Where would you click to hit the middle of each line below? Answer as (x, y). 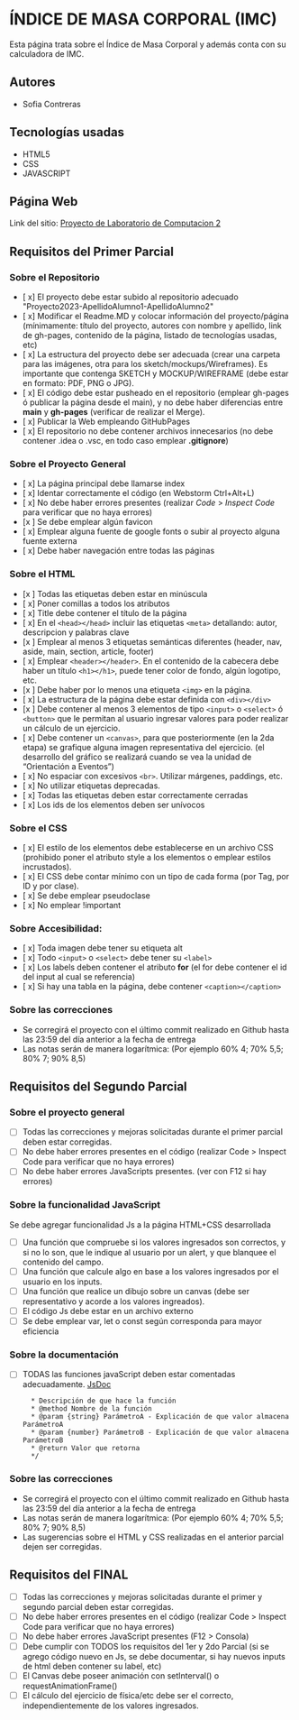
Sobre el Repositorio (55, 277)
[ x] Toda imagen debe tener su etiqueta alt (102, 948)
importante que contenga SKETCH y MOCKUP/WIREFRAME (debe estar (155, 373)
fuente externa (50, 541)
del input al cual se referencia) (78, 977)
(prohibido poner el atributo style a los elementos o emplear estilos (147, 857)
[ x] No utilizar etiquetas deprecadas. (91, 786)
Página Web (44, 202)
